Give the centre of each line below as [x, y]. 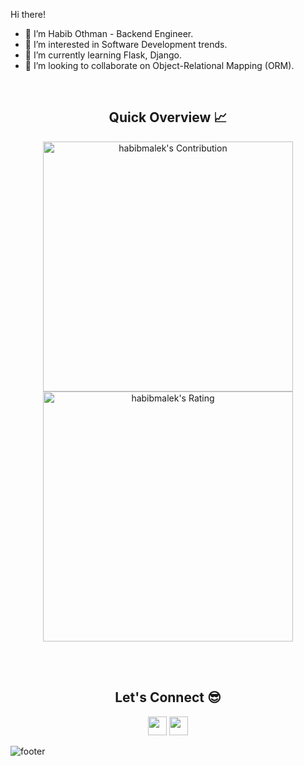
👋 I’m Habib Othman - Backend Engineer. [109, 33]
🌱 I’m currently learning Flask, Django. [103, 55]
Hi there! [28, 14]
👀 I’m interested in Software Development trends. [126, 44]
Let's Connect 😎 [168, 697]
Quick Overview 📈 [168, 117]
